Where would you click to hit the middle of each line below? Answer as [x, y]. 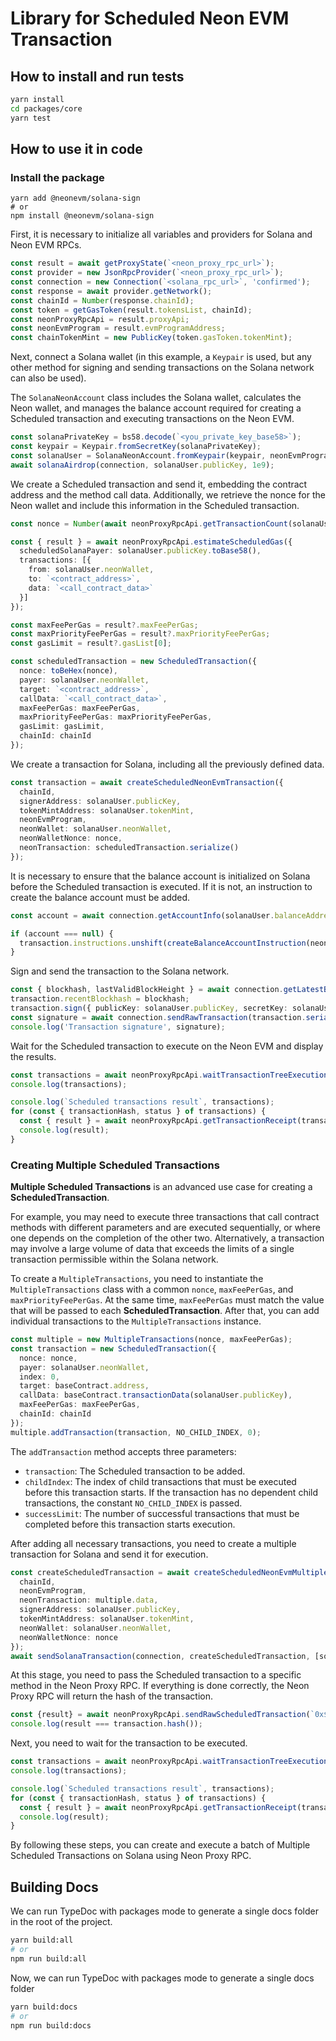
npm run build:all [48, 1958]
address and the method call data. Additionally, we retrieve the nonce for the [168, 494]
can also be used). [48, 378]
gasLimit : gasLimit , [62, 727]
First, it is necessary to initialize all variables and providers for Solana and [161, 234]
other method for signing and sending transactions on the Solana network [162, 368]
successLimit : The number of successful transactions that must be [162, 1513]
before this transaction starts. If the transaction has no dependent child [171, 1492]
